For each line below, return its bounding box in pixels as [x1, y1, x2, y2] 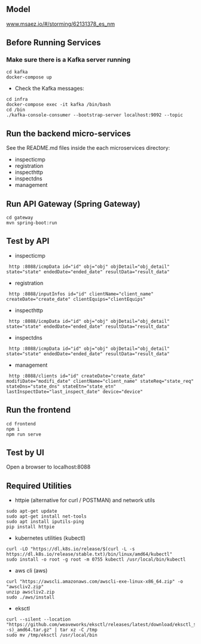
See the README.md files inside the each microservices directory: [6, 144, 170, 152]
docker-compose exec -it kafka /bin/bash [6, 102, 111, 108]
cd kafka [6, 69, 28, 75]
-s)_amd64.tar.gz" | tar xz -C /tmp [6, 627, 98, 633]
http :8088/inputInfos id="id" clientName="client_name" [8, 291, 154, 297]
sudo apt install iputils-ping [6, 519, 84, 525]
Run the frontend [6, 405, 71, 415]
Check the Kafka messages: [14, 85, 85, 92]
